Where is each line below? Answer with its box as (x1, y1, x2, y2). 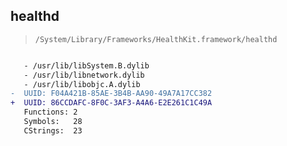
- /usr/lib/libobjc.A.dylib (23, 79, 141, 89)
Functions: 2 (23, 107, 78, 118)
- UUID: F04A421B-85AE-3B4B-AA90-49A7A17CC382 (10, 89, 213, 99)
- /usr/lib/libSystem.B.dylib (23, 60, 150, 71)
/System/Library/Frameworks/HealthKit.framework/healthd (34, 34, 278, 44)
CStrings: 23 (23, 125, 83, 136)
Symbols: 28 (23, 117, 83, 127)
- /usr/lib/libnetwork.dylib (23, 70, 145, 80)
